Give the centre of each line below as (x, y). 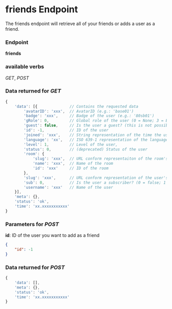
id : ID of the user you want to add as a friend (52, 235)
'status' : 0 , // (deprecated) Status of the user (85, 149)
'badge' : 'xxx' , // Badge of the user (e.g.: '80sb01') (89, 116)
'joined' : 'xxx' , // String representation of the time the (92, 135)
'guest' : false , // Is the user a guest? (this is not (88, 126)
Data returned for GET (33, 91)
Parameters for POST (32, 224)
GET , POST (17, 78)
